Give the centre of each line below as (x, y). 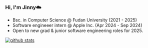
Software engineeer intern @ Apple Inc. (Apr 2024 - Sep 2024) (77, 25)
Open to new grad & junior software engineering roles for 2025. (78, 30)
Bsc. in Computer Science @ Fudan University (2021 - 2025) (75, 20)
